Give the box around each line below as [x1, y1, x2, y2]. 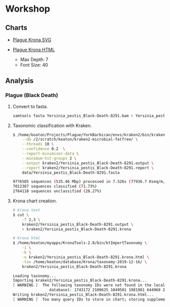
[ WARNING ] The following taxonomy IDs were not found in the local [12, 283, 165, 288]
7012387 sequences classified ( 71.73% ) [12, 184, 97, 189]
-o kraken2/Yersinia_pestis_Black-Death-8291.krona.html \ [22, 255, 150, 260]
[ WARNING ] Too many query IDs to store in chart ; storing [12, 297, 145, 302]
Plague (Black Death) [5, 92, 58, 99]
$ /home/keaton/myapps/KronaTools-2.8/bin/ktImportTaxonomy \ [12, 240, 147, 245]
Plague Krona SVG [12, 37, 52, 43]
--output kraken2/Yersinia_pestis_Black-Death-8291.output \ [22, 161, 154, 166]
